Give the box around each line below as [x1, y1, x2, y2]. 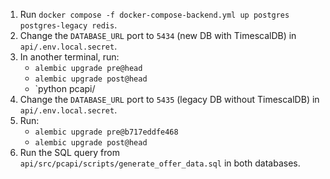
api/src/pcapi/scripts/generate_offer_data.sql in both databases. [19, 157, 301, 169]
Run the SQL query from [19, 147, 120, 158]
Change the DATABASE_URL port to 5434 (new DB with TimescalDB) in [19, 30, 297, 41]
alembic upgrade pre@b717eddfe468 [34, 127, 179, 137]
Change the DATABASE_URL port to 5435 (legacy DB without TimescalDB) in [19, 94, 320, 105]
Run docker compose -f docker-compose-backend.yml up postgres [19, 9, 290, 20]
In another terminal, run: [19, 51, 120, 63]
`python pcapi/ [34, 83, 96, 94]
